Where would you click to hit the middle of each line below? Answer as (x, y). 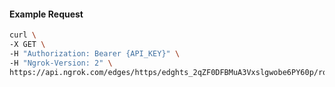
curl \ (23, 35)
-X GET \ (27, 45)
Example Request (46, 14)
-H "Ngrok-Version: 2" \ (61, 63)
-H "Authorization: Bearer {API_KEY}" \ (95, 53)
